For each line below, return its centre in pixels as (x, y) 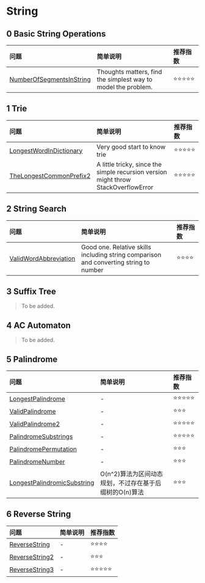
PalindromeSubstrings (41, 436)
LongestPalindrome (37, 399)
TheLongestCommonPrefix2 (50, 176)
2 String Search (37, 209)
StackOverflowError (125, 187)
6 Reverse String (39, 514)
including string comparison (121, 254)
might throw (114, 179)
